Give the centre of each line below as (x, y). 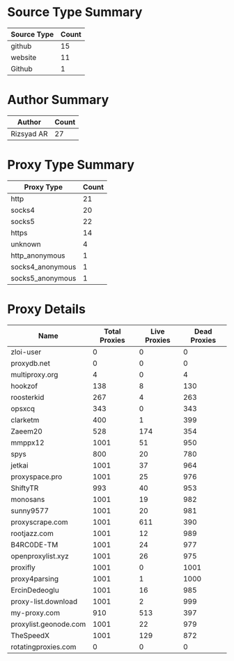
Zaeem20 (27, 431)
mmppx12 (28, 443)
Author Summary (58, 100)
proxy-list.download (44, 601)
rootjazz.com (32, 533)
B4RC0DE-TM (34, 544)
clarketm (25, 419)
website (24, 57)
